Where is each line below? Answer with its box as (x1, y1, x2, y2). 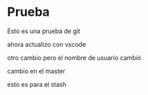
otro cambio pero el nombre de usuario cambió (7, 53, 142, 62)
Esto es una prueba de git (7, 27, 81, 35)
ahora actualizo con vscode (7, 40, 86, 48)
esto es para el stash (7, 80, 67, 88)
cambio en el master (7, 67, 66, 75)
